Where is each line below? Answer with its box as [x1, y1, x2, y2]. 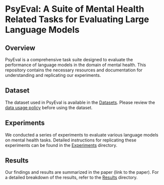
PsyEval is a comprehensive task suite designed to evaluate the [5, 57, 133, 62]
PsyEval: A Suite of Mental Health [5, 3, 144, 15]
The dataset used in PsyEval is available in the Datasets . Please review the [5, 99, 155, 105]
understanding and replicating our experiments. [5, 72, 101, 78]
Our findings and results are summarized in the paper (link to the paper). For [5, 169, 159, 175]
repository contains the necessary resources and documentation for [5, 67, 143, 73]
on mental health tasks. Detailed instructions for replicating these [5, 137, 137, 143]
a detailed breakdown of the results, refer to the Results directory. [5, 175, 138, 181]
